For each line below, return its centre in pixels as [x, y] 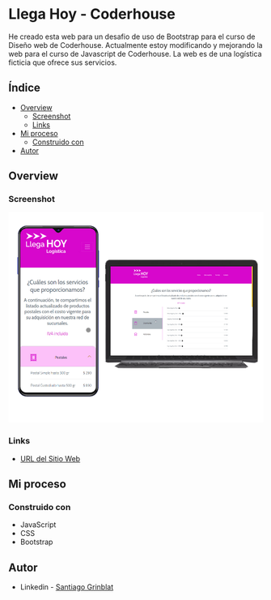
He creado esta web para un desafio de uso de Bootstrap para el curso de [132, 36]
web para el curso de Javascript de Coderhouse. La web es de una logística [135, 54]
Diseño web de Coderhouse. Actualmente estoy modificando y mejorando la [135, 45]
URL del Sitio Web [50, 458]
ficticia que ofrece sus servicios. [63, 62]
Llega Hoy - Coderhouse [92, 14]
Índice [24, 88]
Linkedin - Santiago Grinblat [67, 587]
